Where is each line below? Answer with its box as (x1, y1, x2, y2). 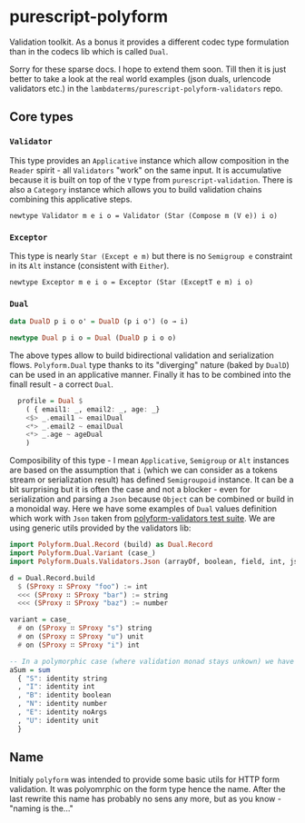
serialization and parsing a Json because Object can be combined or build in (9, 493, 294, 505)
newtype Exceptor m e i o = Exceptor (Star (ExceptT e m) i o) (9, 277, 254, 287)
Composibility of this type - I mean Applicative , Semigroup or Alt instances (9, 455, 290, 466)
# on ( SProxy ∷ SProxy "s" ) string (17, 624, 152, 633)
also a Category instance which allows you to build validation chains (9, 183, 262, 194)
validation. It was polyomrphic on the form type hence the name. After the (9, 783, 286, 794)
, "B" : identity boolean (17, 690, 112, 700)
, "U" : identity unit (17, 716, 100, 725)
